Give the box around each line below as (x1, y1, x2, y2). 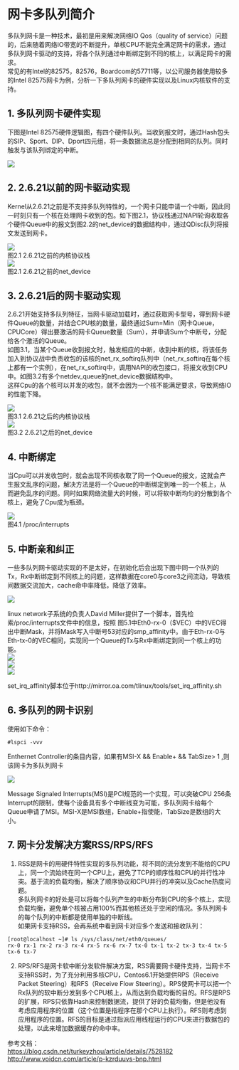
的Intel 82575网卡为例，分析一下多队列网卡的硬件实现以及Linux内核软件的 (7, 75, 225, 84)
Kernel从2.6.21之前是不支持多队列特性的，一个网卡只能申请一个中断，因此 (7, 202, 225, 211)
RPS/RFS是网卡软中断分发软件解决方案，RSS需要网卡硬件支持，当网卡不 (17, 961, 231, 970)
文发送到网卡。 (7, 228, 51, 237)
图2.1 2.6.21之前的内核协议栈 (7, 250, 90, 260)
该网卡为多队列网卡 (7, 761, 64, 769)
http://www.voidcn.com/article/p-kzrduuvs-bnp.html (7, 1054, 161, 1063)
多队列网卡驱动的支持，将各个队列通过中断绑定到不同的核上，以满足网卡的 (7, 49, 225, 58)
